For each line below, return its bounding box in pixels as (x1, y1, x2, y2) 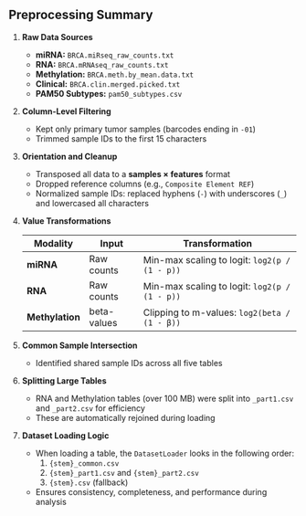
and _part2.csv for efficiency (35, 402, 145, 414)
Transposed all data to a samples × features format (35, 168, 230, 179)
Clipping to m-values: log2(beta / (142, 306, 291, 319)
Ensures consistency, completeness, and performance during (35, 486, 268, 497)
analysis (35, 496, 68, 507)
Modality (34, 237, 74, 249)
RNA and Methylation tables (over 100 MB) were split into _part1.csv (35, 393, 294, 404)
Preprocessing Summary (8, 7, 153, 23)
